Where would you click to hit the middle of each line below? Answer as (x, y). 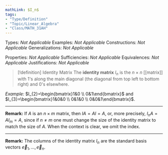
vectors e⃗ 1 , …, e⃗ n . (25, 148)
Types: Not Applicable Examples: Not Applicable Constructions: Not (75, 42)
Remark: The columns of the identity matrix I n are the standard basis (76, 141)
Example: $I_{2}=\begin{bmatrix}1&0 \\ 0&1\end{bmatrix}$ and (69, 94)
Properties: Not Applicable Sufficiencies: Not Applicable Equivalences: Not (82, 57)
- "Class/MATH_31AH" (27, 28)
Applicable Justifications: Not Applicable (47, 63)
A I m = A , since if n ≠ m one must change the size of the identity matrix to (80, 120)
